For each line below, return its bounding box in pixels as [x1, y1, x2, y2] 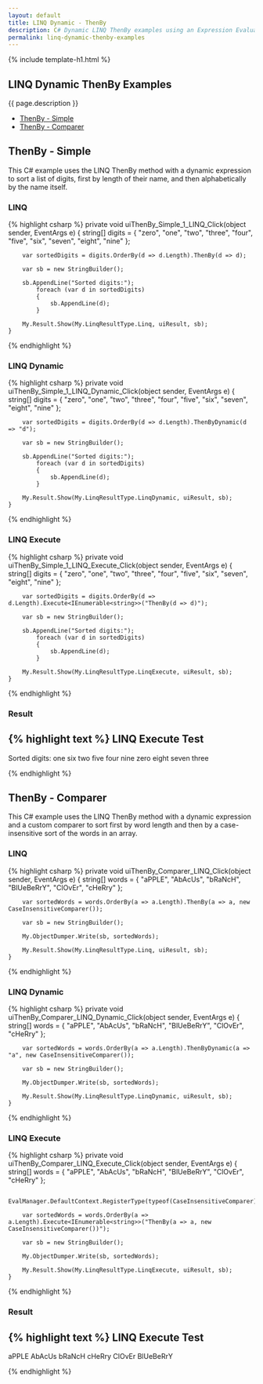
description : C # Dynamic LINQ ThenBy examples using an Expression [8, 26, 233, 34]
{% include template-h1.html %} [8, 55, 111, 64]
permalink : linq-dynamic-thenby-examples [8, 33, 146, 42]
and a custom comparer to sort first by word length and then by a [8, 820, 219, 830]
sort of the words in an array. [44, 829, 138, 838]
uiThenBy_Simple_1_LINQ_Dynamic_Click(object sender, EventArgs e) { [8, 386, 235, 396]
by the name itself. [8, 182, 68, 192]
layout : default [8, 11, 61, 20]
